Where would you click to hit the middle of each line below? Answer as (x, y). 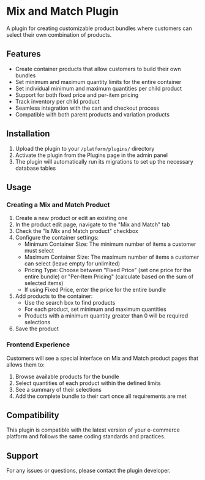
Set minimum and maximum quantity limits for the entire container (98, 82)
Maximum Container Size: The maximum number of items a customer (112, 257)
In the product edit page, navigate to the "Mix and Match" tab (92, 224)
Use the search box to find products (70, 303)
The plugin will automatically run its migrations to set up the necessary (104, 161)
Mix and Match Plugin (63, 11)
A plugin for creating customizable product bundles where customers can (99, 28)
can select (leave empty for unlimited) (72, 264)
